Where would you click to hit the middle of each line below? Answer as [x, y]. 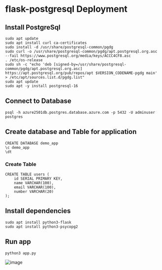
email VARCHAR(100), [35, 187]
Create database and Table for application [71, 132]
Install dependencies [38, 211]
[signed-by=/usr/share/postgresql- [90, 65]
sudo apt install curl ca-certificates [46, 43]
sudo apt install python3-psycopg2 [42, 227]
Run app [18, 242]
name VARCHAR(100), [34, 183]
